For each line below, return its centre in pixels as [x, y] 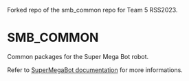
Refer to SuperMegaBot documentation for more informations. [95, 70]
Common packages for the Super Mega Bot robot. [78, 56]
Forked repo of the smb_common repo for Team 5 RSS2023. [92, 10]
